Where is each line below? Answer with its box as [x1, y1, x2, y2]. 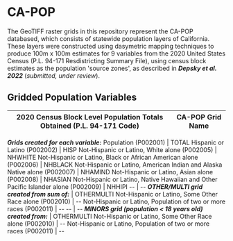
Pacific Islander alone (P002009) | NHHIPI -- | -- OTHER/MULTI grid [7, 182, 203, 191]
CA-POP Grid [176, 112, 222, 122]
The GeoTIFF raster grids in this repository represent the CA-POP [7, 27, 193, 35]
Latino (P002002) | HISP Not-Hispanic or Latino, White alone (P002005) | [7, 145, 217, 153]
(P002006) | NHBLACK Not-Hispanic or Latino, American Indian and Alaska [7, 160, 223, 169]
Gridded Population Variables [7, 92, 137, 103]
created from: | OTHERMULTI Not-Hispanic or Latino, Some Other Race [7, 212, 212, 220]
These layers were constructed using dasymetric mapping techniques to [7, 42, 214, 50]
